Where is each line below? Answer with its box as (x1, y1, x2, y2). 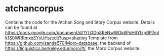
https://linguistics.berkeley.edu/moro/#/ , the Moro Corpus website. (5, 45, 141, 51)
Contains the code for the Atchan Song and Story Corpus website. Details (5, 19, 155, 25)
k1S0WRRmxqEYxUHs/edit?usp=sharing (5, 35, 87, 41)
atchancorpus (5, 3, 64, 14)
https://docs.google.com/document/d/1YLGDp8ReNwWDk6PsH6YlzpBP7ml (5, 29, 159, 35)
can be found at (5, 24, 38, 30)
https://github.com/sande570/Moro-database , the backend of (5, 40, 131, 46)
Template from (88, 35, 118, 41)
